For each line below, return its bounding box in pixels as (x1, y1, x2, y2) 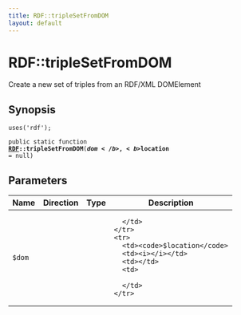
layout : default (8, 19, 62, 27)
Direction (42, 197, 79, 208)
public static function (8, 138, 88, 146)
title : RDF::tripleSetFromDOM (8, 11, 109, 20)
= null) (8, 152, 34, 160)
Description (148, 197, 194, 208)
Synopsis (8, 103, 56, 116)
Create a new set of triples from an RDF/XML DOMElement (8, 80, 201, 89)
